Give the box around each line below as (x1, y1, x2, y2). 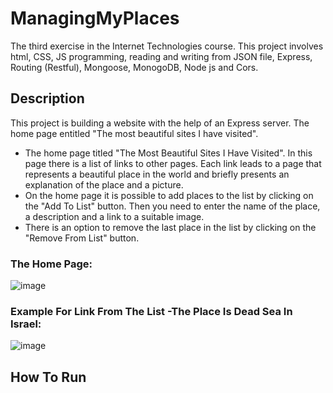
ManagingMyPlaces (10, 7, 180, 30)
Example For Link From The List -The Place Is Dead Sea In (10, 304, 293, 318)
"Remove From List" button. (24, 232, 140, 244)
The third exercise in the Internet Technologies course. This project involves (10, 40, 324, 52)
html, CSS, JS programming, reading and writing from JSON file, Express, (10, 50, 313, 62)
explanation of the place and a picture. (24, 178, 184, 191)
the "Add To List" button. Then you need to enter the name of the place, (24, 200, 321, 212)
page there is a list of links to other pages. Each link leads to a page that (24, 157, 322, 169)
